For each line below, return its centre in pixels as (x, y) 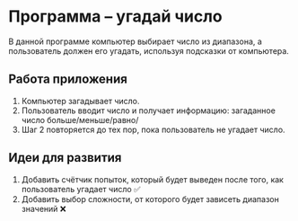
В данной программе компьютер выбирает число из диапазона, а (135, 41)
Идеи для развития (65, 158)
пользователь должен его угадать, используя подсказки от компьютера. (149, 50)
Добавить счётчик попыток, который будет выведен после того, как (153, 179)
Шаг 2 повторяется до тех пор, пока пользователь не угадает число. (153, 129)
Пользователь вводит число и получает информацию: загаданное (148, 110)
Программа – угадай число (115, 17)
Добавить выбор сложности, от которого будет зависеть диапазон (150, 199)
